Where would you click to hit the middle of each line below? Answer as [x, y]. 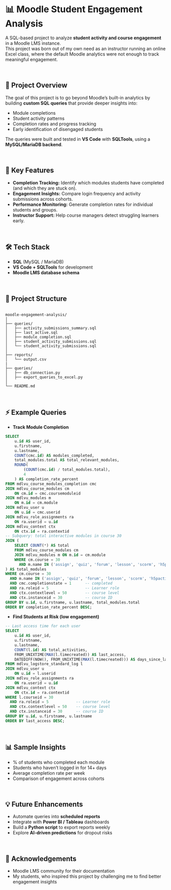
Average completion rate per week [49, 773]
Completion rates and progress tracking [54, 124]
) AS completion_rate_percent [47, 479]
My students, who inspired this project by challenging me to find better [87, 876]
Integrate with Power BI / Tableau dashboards [61, 822]
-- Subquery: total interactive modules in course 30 [64, 536]
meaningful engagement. [32, 59]
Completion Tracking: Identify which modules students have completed [88, 182]
